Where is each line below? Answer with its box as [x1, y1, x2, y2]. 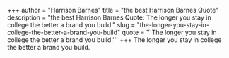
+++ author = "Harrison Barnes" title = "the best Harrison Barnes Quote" [7, 6, 219, 14]
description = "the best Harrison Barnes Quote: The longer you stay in [7, 13, 211, 22]
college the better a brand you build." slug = [7, 21, 136, 29]
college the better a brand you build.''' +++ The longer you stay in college [7, 36, 222, 44]
